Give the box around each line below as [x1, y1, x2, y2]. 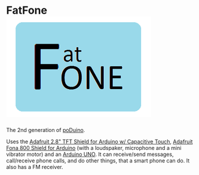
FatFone [6, 4, 48, 17]
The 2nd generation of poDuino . [6, 126, 85, 133]
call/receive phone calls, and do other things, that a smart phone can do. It [6, 156, 190, 164]
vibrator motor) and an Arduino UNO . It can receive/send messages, [6, 151, 174, 158]
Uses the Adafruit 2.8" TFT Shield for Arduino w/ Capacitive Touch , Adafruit [6, 138, 193, 145]
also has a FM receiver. [6, 163, 64, 170]
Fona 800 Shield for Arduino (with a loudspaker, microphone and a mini [6, 144, 182, 151]
